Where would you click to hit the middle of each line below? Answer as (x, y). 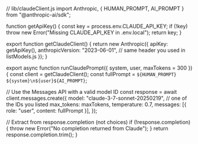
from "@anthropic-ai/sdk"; (38, 15)
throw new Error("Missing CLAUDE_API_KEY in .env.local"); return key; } (94, 32)
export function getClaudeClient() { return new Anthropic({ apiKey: (87, 44)
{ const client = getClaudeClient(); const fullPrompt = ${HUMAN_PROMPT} (91, 74)
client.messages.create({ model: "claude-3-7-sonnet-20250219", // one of (97, 98)
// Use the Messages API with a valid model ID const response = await (92, 92)
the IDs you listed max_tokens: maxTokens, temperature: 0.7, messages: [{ (96, 104)
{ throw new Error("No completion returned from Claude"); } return (87, 128)
